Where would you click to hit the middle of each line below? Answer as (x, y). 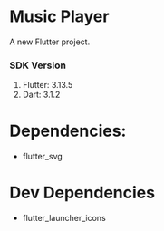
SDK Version (38, 65)
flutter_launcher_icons (64, 218)
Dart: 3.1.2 (41, 95)
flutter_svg (43, 157)
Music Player (59, 17)
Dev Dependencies (82, 193)
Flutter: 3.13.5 (48, 85)
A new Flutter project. (50, 42)
